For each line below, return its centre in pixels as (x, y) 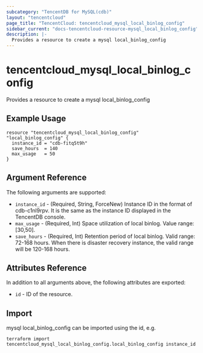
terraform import (28, 339)
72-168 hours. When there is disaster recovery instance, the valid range (104, 242)
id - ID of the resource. (44, 294)
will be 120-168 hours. (43, 249)
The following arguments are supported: (56, 192)
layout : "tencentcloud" (36, 18)
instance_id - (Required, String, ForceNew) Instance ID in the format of (103, 204)
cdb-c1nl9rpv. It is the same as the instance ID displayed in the (93, 210)
